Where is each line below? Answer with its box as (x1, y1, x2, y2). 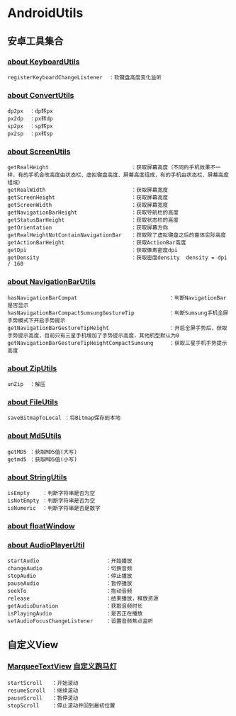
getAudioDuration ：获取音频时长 (7, 603, 143, 610)
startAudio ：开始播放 (7, 557, 133, 564)
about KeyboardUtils (7, 57, 80, 67)
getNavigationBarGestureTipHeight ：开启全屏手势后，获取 (7, 324, 227, 331)
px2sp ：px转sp (7, 130, 53, 137)
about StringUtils (7, 472, 67, 482)
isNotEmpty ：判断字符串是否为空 (7, 497, 96, 504)
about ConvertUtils (7, 90, 74, 100)
